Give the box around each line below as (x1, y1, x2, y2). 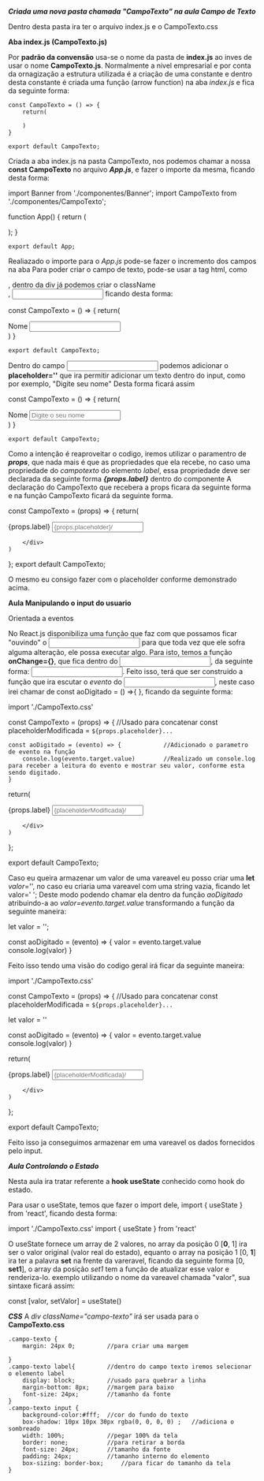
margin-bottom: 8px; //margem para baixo (22, 1383, 175, 1391)
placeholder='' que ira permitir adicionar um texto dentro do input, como (8, 370, 246, 380)
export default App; (8, 243, 76, 251)
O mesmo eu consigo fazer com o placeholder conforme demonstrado (8, 575, 237, 584)
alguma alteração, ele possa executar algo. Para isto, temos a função (8, 648, 232, 657)
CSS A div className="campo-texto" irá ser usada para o (8, 1312, 199, 1321)
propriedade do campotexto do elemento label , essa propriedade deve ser (8, 466, 251, 475)
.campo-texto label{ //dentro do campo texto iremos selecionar (8, 1363, 252, 1371)
